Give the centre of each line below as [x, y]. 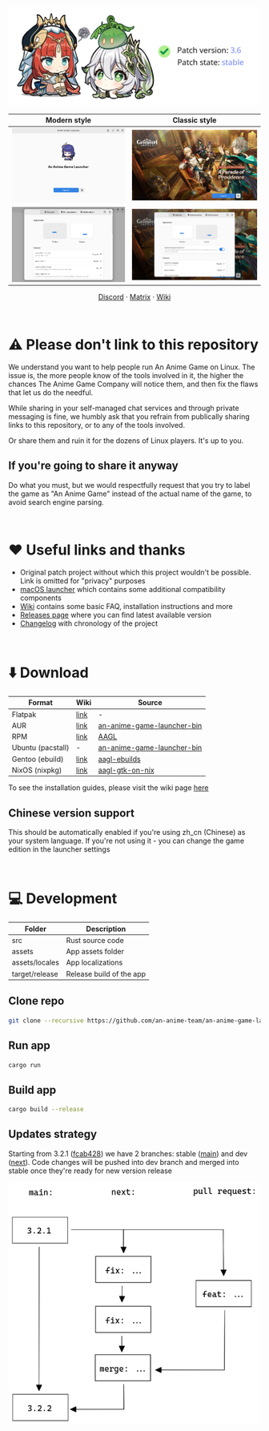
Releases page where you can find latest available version [116, 615]
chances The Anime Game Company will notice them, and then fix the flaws [133, 384]
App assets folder [95, 951]
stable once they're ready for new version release [90, 1171]
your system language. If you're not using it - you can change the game [126, 841]
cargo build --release [46, 1110]
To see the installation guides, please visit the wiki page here [108, 788]
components [40, 598]
